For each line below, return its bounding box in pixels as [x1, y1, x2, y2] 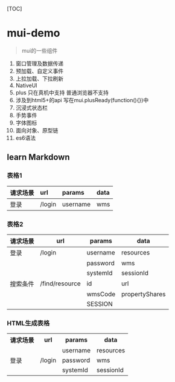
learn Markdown [7, 152, 70, 163]
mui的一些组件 [21, 47, 58, 54]
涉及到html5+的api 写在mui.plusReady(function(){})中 [15, 96, 149, 103]
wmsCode [86, 290, 116, 298]
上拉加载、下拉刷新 [15, 75, 64, 82]
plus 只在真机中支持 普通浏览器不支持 [15, 89, 109, 96]
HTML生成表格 [7, 319, 50, 327]
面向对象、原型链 [15, 126, 59, 134]
